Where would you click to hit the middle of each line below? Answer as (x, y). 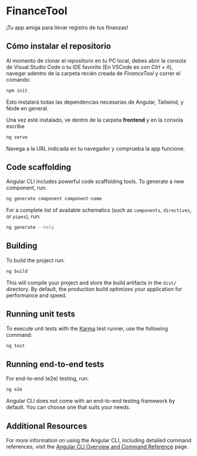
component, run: (26, 188)
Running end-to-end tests (55, 364)
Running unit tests (41, 314)
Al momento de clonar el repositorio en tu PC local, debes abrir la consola (96, 60)
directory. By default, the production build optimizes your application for (94, 289)
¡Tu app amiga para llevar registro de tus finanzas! (67, 27)
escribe (15, 126)
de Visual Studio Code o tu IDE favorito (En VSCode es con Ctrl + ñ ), (90, 67)
